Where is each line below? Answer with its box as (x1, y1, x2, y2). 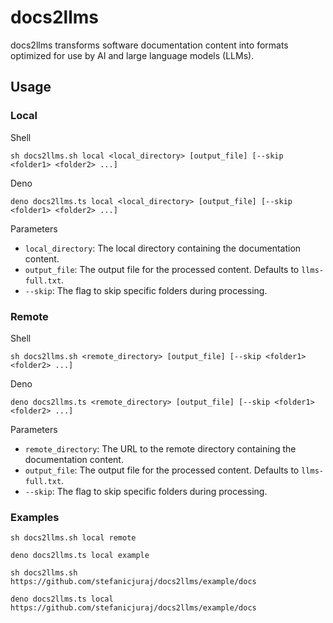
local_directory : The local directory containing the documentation (24, 242, 302, 254)
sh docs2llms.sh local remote (10, 533, 137, 543)
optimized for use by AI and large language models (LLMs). (10, 49, 255, 61)
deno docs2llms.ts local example (10, 551, 150, 561)
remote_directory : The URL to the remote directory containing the (24, 442, 297, 455)
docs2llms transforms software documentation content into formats (10, 39, 289, 51)
